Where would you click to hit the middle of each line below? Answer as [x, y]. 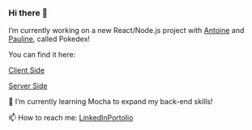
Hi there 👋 [28, 13]
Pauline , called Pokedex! [49, 39]
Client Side [27, 70]
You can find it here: [42, 55]
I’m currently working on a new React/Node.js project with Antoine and [126, 31]
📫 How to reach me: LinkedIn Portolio [71, 118]
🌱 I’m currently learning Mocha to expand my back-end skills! [111, 102]
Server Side [28, 86]
